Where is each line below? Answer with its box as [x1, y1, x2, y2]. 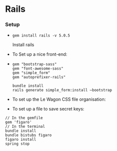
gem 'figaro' [5, 120, 32, 125]
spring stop [5, 142, 30, 147]
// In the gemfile [5, 115, 43, 120]
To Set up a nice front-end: [12, 51, 68, 57]
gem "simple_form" [12, 71, 50, 75]
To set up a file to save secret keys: [12, 106, 85, 112]
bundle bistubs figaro [5, 133, 52, 138]
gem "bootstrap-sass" [12, 62, 57, 67]
